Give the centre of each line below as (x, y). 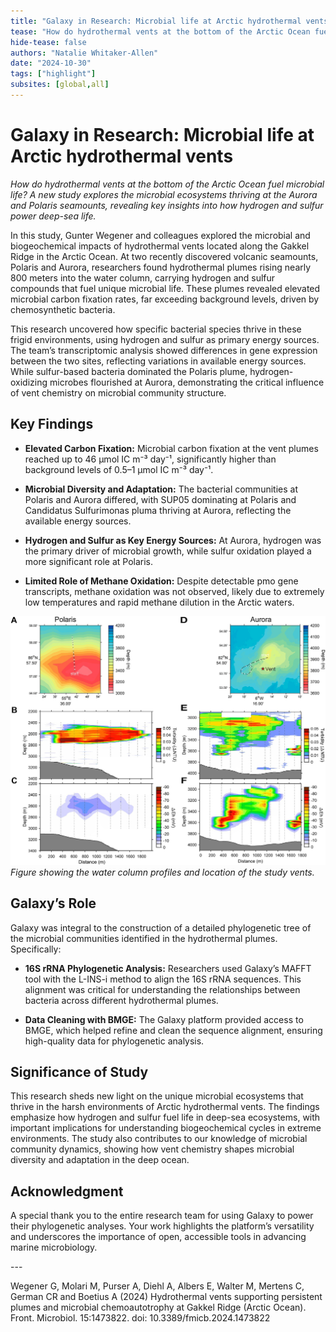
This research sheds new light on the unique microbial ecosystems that (157, 1096)
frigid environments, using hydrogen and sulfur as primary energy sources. (165, 339)
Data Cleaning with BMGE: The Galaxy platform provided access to (164, 1019)
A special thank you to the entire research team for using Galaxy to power (162, 1216)
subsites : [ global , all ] (60, 85)
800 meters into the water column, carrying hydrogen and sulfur (143, 277)
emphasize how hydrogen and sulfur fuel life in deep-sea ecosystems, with (165, 1117)
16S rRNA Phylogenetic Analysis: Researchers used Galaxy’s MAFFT (168, 968)
